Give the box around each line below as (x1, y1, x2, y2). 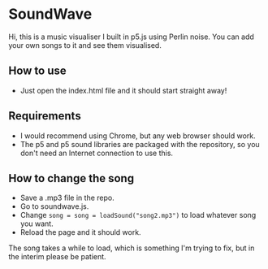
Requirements (8, 109, 81, 123)
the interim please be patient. (8, 252, 107, 262)
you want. (19, 219, 54, 228)
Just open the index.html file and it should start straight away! (19, 85, 227, 95)
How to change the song (8, 171, 135, 185)
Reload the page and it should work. (19, 228, 141, 237)
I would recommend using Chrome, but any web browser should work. (19, 131, 256, 141)
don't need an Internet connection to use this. (19, 148, 173, 158)
